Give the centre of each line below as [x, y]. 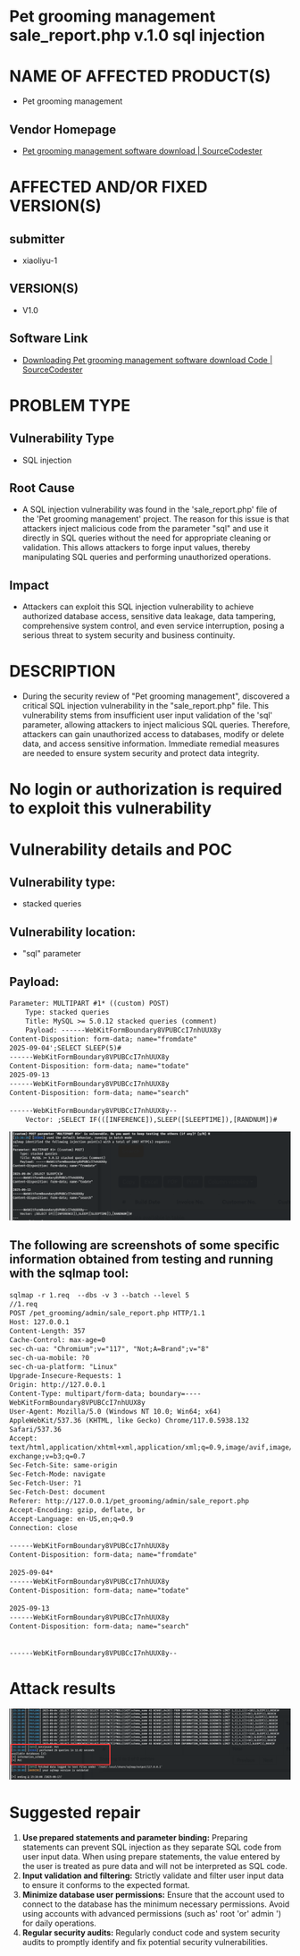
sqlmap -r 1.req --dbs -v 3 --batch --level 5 [100, 1295]
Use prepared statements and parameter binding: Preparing [135, 1837]
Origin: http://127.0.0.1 [57, 1384]
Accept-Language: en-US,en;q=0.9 [71, 1518]
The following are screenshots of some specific [144, 1246]
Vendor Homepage [63, 129]
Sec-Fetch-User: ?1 [46, 1483]
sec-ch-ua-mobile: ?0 [50, 1357]
